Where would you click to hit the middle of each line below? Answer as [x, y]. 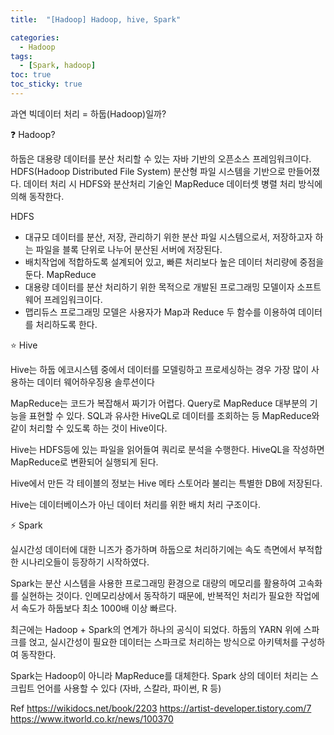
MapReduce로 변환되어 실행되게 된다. [84, 462]
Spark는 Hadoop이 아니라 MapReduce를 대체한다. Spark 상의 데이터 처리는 [159, 675]
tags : [21, 56]
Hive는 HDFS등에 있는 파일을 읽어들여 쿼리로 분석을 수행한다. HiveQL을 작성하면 [167, 449]
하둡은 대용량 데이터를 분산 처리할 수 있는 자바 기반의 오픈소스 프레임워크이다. [161, 158]
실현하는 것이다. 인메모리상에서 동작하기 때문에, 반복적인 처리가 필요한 [156, 595]
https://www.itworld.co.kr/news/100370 [92, 718]
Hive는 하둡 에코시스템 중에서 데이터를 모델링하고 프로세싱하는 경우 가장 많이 [160, 369]
